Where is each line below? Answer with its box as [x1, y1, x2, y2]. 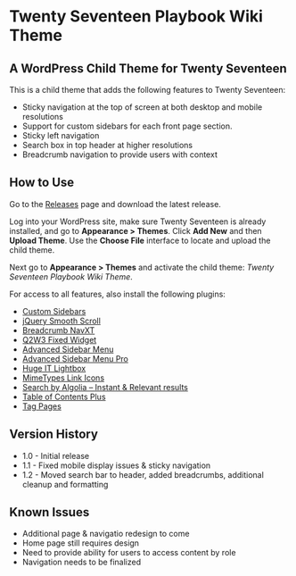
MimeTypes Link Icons [21, 372, 105, 383]
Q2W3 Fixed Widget [21, 334, 97, 345]
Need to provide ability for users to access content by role [21, 547, 236, 558]
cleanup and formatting [21, 479, 109, 489]
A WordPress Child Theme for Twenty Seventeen [9, 61, 287, 76]
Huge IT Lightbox [21, 363, 86, 373]
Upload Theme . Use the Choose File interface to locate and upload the [9, 235, 271, 246]
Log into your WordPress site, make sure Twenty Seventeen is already [9, 216, 267, 227]
